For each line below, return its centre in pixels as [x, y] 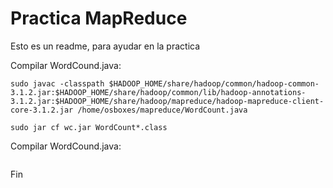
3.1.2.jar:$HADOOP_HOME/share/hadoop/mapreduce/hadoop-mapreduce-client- [167, 101]
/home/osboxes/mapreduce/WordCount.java [162, 110]
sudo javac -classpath [57, 83]
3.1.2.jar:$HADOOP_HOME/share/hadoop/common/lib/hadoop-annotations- [158, 92]
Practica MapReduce [99, 18]
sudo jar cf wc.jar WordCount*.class [89, 127]
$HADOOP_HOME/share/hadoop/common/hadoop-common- [214, 83]
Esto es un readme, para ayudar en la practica [105, 46]
